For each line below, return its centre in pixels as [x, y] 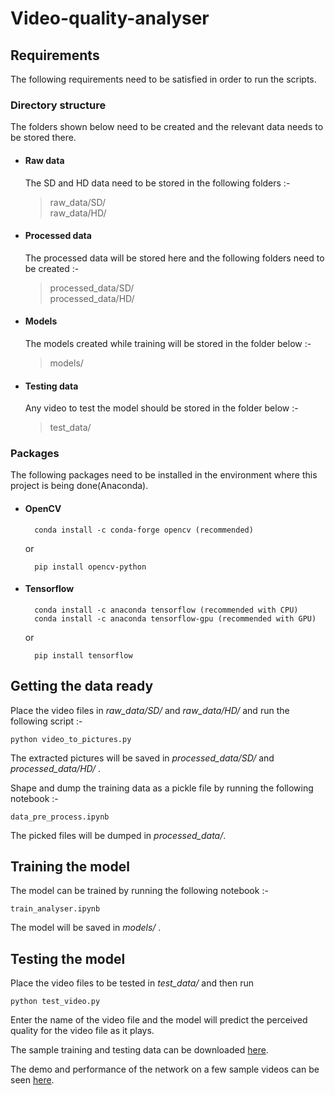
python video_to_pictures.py [71, 739]
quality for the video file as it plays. [82, 1031]
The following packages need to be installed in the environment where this [164, 475]
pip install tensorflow [83, 655]
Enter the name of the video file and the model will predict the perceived [159, 1020]
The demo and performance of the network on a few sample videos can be [165, 1069]
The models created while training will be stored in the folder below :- [168, 343]
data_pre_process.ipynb [60, 817]
